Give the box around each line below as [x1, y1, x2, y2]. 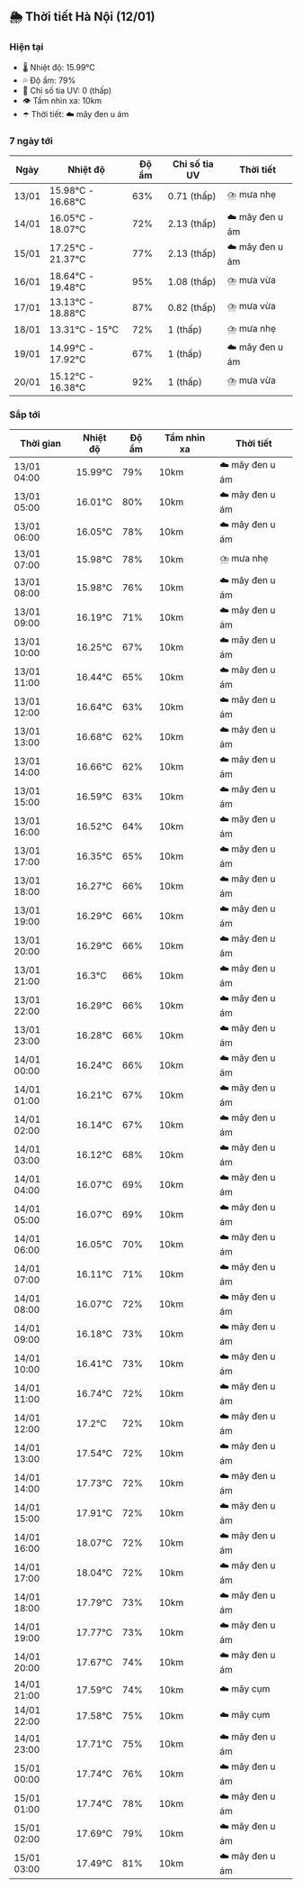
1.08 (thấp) [167, 275, 217, 287]
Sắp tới [9, 408, 40, 421]
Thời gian [19, 437, 61, 450]
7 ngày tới [9, 134, 54, 147]
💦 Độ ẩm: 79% [22, 75, 76, 86]
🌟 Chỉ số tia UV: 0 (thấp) [22, 85, 112, 96]
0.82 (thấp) [167, 301, 217, 314]
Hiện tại [9, 41, 44, 53]
